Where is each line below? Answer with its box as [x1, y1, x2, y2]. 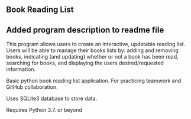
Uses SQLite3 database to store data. [6, 95, 98, 102]
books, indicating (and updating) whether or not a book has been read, [6, 53, 179, 60]
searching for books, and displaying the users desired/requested [6, 59, 164, 67]
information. [6, 66, 36, 73]
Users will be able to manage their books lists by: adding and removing [6, 47, 179, 54]
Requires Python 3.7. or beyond [6, 107, 83, 114]
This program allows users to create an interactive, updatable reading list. [6, 41, 186, 48]
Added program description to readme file [6, 25, 164, 35]
